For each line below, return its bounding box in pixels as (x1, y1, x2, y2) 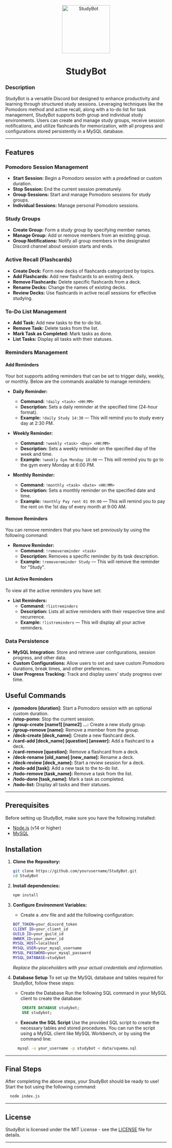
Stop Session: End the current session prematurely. (12, 186, 122, 192)
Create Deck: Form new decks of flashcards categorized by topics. (12, 268, 155, 274)
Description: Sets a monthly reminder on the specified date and (20, 487, 156, 493)
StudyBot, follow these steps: (12, 979, 75, 986)
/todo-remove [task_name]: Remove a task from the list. (12, 770, 133, 776)
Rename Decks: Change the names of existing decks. (12, 284, 127, 290)
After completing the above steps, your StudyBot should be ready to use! (5, 1078, 160, 1084)
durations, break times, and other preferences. (12, 665, 111, 672)
